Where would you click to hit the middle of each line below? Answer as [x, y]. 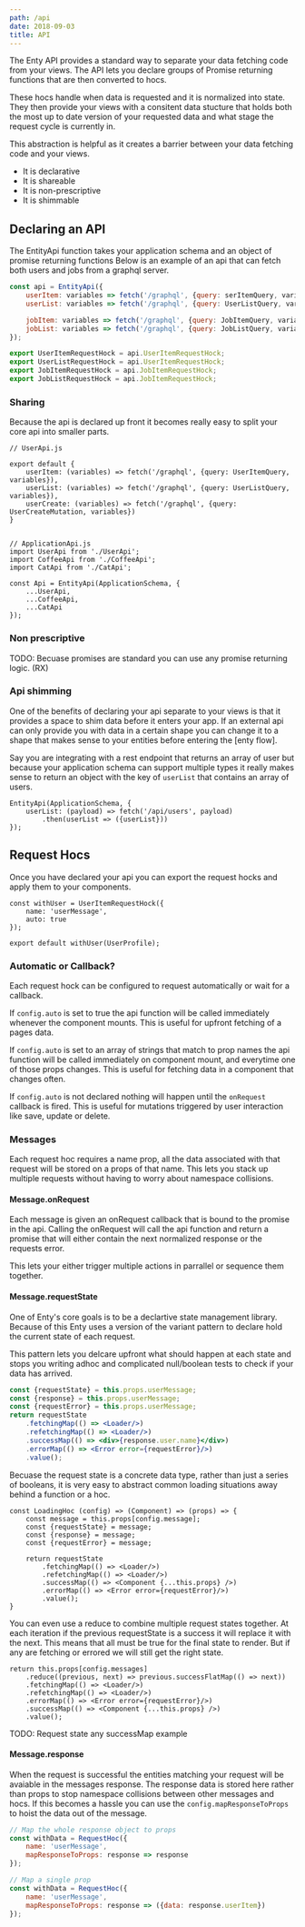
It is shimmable [51, 200]
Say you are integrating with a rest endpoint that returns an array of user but [152, 758]
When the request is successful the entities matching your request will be [147, 1774]
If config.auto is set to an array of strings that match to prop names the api [150, 1049]
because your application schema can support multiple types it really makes [152, 767]
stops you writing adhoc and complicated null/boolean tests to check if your [152, 1363]
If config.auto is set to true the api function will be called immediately [139, 1013]
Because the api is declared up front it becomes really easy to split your [143, 422]
